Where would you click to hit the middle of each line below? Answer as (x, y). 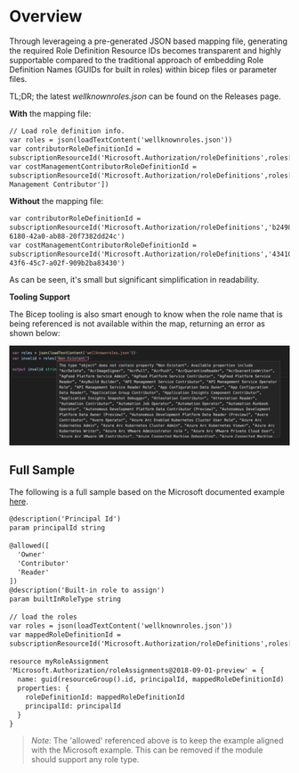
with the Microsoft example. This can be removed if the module (147, 750)
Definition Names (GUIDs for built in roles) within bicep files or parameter (143, 70)
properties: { (43, 688)
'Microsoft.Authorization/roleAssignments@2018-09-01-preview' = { (137, 670)
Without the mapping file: (57, 201)
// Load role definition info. (67, 131)
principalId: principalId (73, 706)
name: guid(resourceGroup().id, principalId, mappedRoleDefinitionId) (151, 679)
